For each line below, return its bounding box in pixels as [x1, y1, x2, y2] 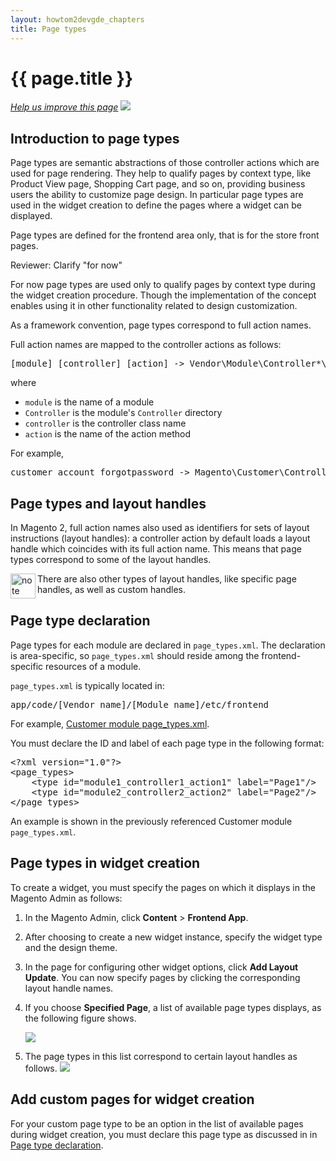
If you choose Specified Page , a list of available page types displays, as [24, 1001, 322, 1013]
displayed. [10, 210, 53, 222]
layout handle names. [24, 982, 114, 994]
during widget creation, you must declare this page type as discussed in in [10, 1128, 318, 1140]
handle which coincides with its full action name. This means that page [10, 543, 302, 555]
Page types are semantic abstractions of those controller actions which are [10, 157, 320, 169]
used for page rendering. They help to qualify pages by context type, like [10, 167, 312, 180]
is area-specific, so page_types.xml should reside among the [10, 649, 260, 661]
